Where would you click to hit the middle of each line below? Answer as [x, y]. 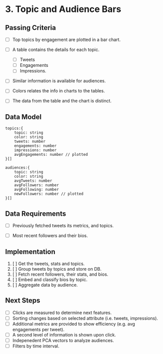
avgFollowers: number [36, 185]
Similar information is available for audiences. [59, 81]
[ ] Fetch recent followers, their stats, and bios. [60, 274]
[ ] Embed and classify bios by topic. [50, 280]
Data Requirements [36, 213]
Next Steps [23, 301]
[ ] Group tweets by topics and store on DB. [57, 269]
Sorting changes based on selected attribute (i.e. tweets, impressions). [85, 318]
